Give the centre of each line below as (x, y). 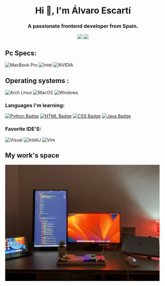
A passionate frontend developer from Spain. (83, 26)
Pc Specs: (21, 53)
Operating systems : (37, 81)
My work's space (32, 155)
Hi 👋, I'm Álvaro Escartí (83, 11)
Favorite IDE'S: (23, 129)
